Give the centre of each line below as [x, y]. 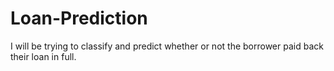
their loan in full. [43, 56]
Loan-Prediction [79, 18]
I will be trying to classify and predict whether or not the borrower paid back [167, 46]
